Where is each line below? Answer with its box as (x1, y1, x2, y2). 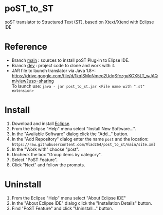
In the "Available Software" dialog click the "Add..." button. (11, 131, 128, 137)
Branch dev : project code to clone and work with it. (11, 62, 115, 68)
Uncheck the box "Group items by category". (11, 151, 102, 157)
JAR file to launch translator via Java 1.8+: (11, 68, 96, 73)
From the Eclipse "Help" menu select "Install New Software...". (11, 125, 137, 131)
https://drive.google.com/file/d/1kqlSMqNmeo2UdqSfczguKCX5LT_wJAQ (11, 72, 158, 78)
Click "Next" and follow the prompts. (11, 161, 86, 168)
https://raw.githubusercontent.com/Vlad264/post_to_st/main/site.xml (11, 142, 156, 147)
